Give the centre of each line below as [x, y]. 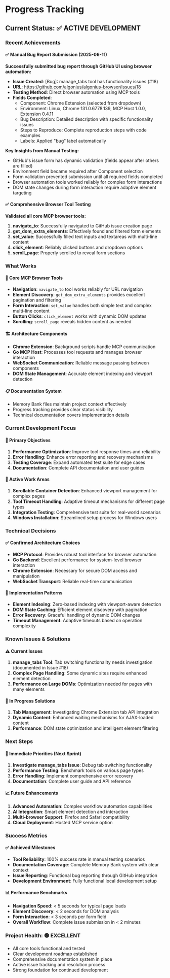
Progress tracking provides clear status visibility [62, 410]
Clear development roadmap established [55, 954]
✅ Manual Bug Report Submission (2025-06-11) [56, 55]
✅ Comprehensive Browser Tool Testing [48, 205]
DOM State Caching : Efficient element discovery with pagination [80, 610]
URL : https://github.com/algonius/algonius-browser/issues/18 [77, 87]
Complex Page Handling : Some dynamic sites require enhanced [80, 673]
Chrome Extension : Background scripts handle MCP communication [84, 347]
